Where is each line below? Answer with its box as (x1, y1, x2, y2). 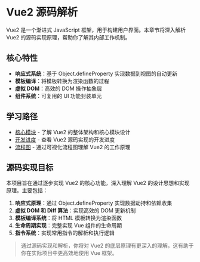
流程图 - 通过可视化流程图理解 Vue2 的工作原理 (14, 143, 131, 150)
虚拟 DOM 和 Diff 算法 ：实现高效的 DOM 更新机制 (14, 207, 136, 214)
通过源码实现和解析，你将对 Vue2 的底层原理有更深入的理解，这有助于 (20, 242, 194, 249)
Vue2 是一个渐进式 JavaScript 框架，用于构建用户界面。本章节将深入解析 (6, 26, 186, 33)
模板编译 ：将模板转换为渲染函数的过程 (14, 77, 109, 84)
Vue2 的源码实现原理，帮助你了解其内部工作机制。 (6, 33, 131, 41)
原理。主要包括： (6, 187, 48, 194)
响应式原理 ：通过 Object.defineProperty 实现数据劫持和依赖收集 (14, 199, 173, 206)
